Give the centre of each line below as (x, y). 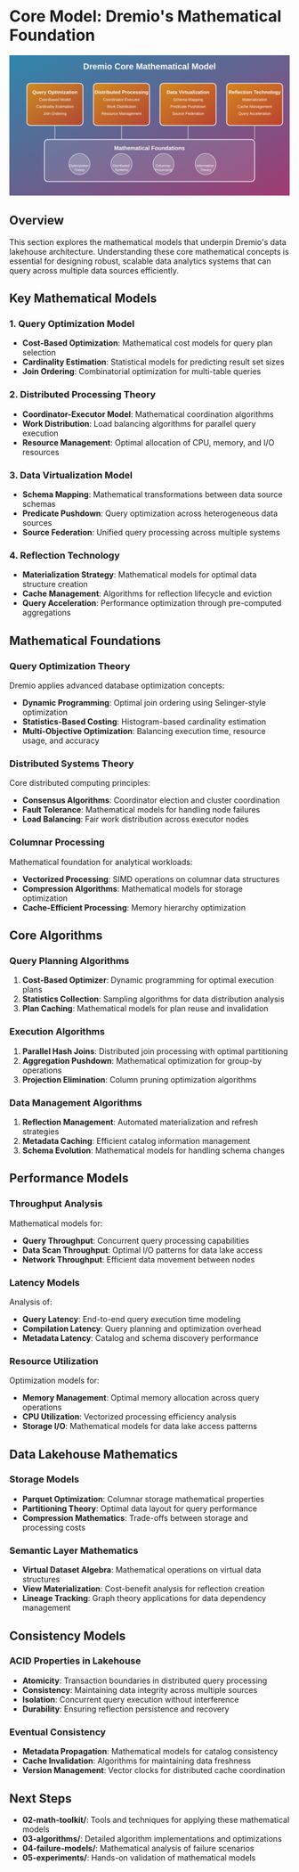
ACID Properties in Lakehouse (75, 1661)
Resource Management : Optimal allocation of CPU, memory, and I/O (148, 442)
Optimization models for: (54, 1381)
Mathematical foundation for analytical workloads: (101, 862)
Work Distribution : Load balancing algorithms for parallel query (139, 423)
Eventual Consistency (58, 1732)
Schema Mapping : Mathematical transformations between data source (152, 495)
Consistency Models (68, 1635)
